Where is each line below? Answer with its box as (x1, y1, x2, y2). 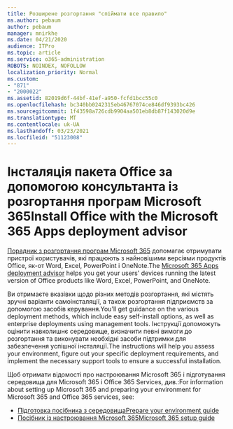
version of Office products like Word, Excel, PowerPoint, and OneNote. (7, 276, 211, 285)
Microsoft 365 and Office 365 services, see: (7, 393, 134, 401)
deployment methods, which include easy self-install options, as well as (7, 312, 215, 321)
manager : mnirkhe (7, 29, 58, 37)
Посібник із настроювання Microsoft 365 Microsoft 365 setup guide (17, 414, 216, 422)
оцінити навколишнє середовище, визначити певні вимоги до (7, 327, 192, 336)
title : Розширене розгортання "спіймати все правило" (7, 10, 168, 17)
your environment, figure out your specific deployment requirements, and (7, 349, 219, 358)
